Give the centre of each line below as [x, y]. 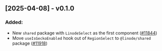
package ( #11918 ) [30, 43]
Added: [14, 22]
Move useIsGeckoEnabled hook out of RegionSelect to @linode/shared [81, 38]
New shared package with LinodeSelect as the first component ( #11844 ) [85, 33]
